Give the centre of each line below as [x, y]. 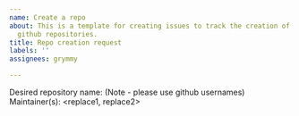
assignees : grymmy [43, 59]
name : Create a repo [48, 17]
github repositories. [58, 34]
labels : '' [30, 51]
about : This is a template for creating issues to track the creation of [150, 26]
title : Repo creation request [66, 42]
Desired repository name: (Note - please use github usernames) [127, 92]
